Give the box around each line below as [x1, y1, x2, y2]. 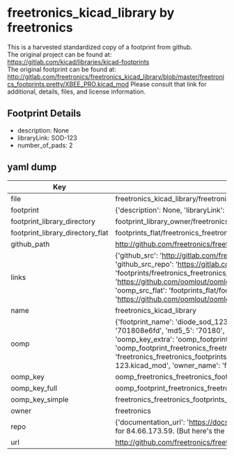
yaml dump [7, 161, 57, 173]
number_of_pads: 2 [17, 141, 73, 149]
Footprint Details [7, 108, 81, 119]
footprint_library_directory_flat [10, 228, 109, 237]
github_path [10, 239, 50, 249]
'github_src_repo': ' [114, 259, 178, 269]
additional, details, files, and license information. [7, 87, 146, 96]
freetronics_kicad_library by [7, 5, 175, 21]
